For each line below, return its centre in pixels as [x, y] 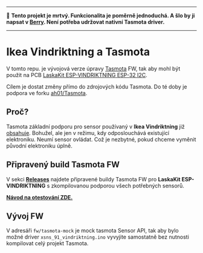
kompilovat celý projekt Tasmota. [47, 243]
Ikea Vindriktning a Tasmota [78, 52]
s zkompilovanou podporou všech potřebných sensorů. [115, 186]
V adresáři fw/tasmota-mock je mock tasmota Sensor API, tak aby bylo [93, 231]
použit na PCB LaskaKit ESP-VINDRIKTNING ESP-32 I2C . [77, 75]
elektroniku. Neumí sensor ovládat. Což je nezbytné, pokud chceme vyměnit [101, 139]
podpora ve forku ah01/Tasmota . [47, 93]
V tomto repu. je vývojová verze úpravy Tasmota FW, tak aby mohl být [93, 68]
